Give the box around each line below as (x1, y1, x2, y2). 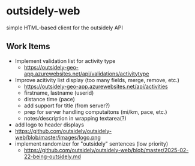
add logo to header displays (14, 121, 84, 128)
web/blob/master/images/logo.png (14, 134, 101, 141)
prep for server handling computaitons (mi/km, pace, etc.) (23, 108, 167, 115)
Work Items (6, 41, 50, 52)
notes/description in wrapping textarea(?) (23, 114, 127, 122)
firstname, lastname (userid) (23, 89, 94, 96)
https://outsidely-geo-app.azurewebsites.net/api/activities (23, 83, 168, 90)
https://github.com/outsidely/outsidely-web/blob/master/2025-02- (23, 146, 189, 153)
